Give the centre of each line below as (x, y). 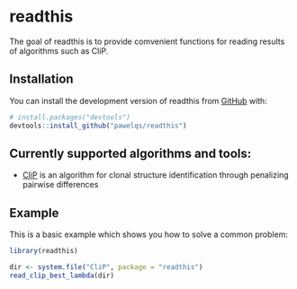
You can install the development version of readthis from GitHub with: (138, 101)
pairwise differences (60, 185)
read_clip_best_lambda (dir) (62, 276)
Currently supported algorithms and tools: (130, 153)
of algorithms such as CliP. (59, 50)
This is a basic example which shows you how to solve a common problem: (148, 234)
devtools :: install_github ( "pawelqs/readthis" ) (98, 126)
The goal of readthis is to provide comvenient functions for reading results (147, 41)
